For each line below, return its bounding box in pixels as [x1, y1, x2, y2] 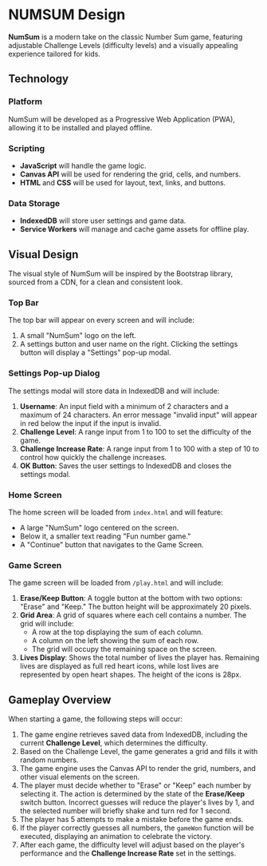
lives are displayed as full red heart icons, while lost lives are [19, 661, 219, 671]
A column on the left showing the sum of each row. [31, 636, 199, 646]
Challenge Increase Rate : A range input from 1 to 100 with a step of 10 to [19, 443, 260, 453]
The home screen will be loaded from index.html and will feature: [8, 507, 223, 517]
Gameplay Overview [8, 693, 112, 706]
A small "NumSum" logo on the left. [19, 331, 137, 340]
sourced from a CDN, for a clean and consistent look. [8, 277, 183, 287]
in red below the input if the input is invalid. [19, 418, 162, 428]
